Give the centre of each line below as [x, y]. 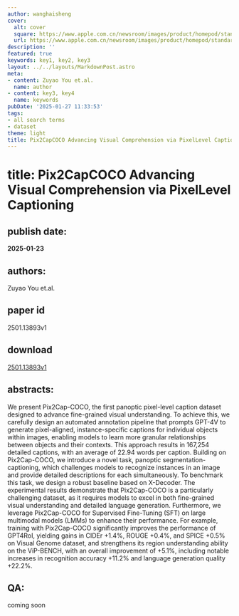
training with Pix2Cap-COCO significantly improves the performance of [112, 528]
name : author [33, 87]
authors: [27, 271]
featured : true [30, 54]
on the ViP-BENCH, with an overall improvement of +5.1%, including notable [118, 550]
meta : [15, 73]
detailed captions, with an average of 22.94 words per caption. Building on [117, 452]
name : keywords [36, 100]
